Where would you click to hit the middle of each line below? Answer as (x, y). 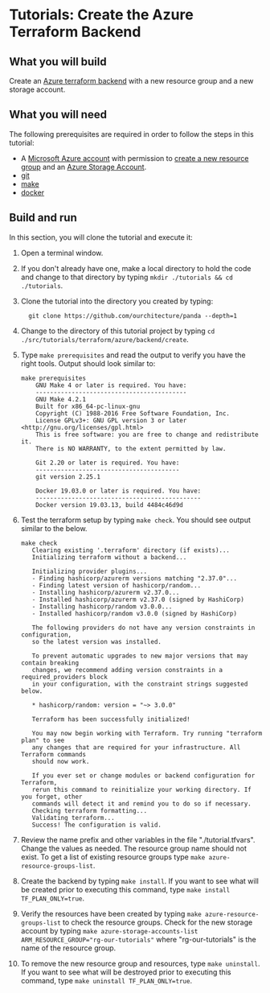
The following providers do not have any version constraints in (143, 628)
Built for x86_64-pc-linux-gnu (88, 406)
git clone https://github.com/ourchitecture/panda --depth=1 (133, 315)
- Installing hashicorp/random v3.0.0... (102, 606)
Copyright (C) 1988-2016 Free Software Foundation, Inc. (133, 413)
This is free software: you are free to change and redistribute (147, 435)
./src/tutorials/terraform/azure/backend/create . (105, 339)
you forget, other (51, 797)
